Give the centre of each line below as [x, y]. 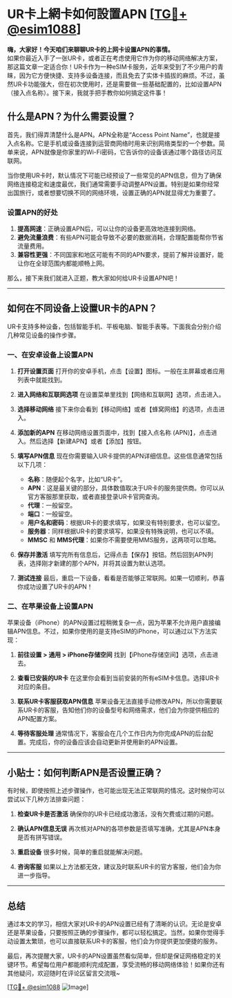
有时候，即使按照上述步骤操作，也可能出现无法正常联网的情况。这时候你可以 [116, 791]
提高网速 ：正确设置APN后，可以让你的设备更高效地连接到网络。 [108, 229]
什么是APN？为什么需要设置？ [71, 117]
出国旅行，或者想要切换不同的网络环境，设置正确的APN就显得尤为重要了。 [113, 193]
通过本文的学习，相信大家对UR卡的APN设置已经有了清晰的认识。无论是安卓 [115, 924]
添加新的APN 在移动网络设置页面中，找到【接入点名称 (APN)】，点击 [114, 433]
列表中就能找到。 [41, 380]
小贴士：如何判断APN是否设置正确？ [85, 773]
